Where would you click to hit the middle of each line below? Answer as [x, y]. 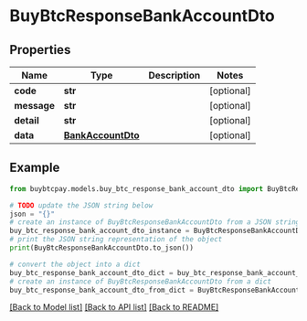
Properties [40, 50]
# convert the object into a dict [75, 264]
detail [26, 120]
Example [35, 168]
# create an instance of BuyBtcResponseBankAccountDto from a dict [141, 281]
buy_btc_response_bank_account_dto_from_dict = [102, 290]
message [34, 106]
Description [175, 75]
